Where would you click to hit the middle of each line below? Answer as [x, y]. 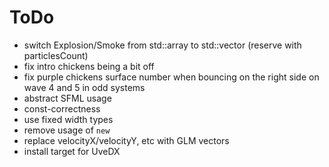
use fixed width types [68, 119]
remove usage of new [67, 130]
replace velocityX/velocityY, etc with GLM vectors [126, 140]
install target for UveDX [72, 151]
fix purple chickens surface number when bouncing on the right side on [171, 77]
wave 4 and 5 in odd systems [84, 87]
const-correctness [62, 108]
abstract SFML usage [67, 98]
